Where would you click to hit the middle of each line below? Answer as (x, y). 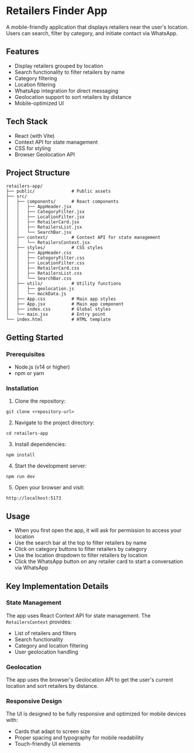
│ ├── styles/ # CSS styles (55, 248)
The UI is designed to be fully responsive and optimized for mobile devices (96, 714)
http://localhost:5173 (34, 498)
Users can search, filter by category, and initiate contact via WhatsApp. (92, 33)
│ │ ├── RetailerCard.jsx (43, 222)
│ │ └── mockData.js (36, 294)
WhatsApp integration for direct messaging (66, 91)
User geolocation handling (46, 652)
